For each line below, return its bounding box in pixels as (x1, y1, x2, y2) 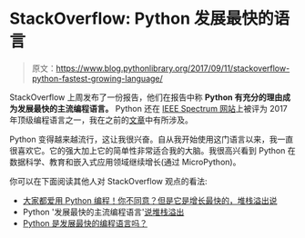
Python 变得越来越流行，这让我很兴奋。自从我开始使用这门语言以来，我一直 (9, 134, 294, 144)
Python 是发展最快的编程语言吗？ (22, 217, 148, 228)
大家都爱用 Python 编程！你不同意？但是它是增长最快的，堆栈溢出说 (22, 194, 278, 205)
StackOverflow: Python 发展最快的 (9, 8, 274, 29)
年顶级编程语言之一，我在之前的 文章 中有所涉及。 (9, 114, 193, 125)
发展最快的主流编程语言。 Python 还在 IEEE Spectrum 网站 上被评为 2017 (16, 103, 289, 114)
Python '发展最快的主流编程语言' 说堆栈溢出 (22, 206, 185, 217)
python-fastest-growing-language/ (31, 73, 164, 84)
